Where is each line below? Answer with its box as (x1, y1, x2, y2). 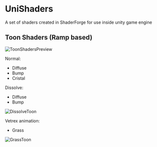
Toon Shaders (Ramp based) (5, 33, 93, 42)
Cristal (12, 75, 26, 81)
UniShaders (5, 3, 53, 15)
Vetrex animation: (5, 118, 40, 124)
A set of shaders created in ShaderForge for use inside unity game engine (5, 19, 152, 25)
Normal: (5, 56, 21, 61)
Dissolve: (5, 85, 23, 90)
